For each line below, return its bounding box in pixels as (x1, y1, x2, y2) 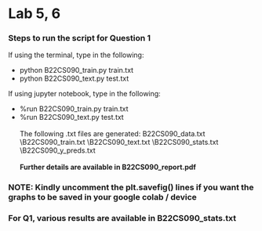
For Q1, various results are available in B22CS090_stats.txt (8, 213, 237, 224)
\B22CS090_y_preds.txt (19, 146, 96, 155)
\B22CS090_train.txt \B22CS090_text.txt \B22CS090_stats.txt (19, 138, 219, 147)
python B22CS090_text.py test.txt (19, 74, 129, 83)
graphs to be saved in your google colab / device (8, 192, 198, 203)
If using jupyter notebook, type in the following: (8, 89, 161, 99)
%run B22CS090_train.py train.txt (19, 104, 129, 114)
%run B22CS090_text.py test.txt (19, 113, 124, 122)
